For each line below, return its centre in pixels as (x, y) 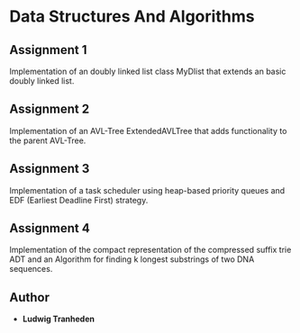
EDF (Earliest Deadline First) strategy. (79, 200)
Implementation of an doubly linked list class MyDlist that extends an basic (148, 71)
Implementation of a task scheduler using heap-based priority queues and (147, 190)
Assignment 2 (50, 109)
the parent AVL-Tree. (48, 140)
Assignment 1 (48, 50)
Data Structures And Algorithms (132, 17)
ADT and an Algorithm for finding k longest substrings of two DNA (132, 259)
